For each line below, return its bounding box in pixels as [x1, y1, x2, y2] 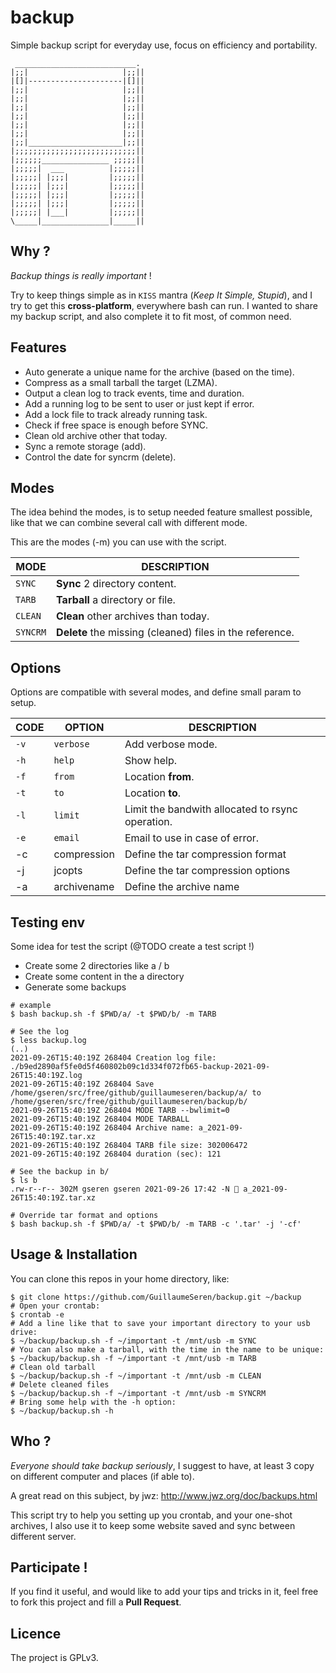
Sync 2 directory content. [56, 577, 177, 591]
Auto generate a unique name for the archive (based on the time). [24, 366, 295, 378]
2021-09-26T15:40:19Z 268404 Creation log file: [10, 1053, 217, 1063]
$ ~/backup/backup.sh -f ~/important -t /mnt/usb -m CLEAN [10, 1371, 262, 1381]
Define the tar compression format [124, 847, 287, 861]
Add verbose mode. [124, 737, 218, 751]
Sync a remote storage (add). [24, 440, 147, 452]
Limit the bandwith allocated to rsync [124, 802, 298, 816]
